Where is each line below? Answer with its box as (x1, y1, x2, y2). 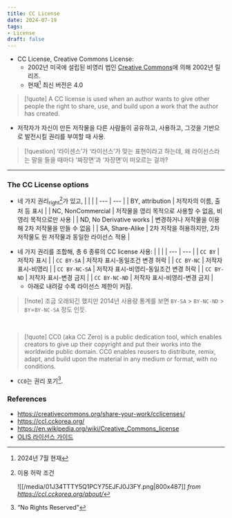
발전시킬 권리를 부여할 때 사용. (24, 132, 106, 141)
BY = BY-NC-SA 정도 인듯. (23, 305, 88, 314)
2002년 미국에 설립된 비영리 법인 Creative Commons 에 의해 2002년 (27, 63, 214, 71)
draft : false (7, 36, 45, 43)
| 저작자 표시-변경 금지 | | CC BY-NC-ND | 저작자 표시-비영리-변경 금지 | (25, 273, 214, 281)
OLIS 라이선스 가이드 (17, 433, 74, 441)
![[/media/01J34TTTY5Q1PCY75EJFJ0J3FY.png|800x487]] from (17, 483, 202, 491)
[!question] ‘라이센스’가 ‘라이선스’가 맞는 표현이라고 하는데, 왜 (23, 147, 191, 155)
